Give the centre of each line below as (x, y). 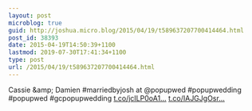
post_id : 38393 (33, 38)
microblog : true (35, 23)
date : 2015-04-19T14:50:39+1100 (62, 45)
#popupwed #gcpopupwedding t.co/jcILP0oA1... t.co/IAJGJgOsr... (116, 98)
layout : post (30, 15)
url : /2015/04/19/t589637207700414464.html (82, 67)
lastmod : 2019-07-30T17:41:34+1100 (67, 52)
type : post (26, 60)
